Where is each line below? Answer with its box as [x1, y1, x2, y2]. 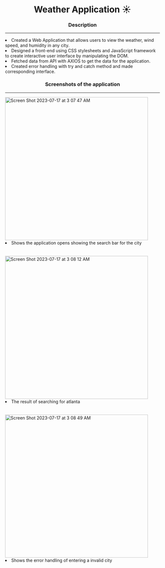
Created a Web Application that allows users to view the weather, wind [11, 37, 154, 43]
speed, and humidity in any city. [5, 42, 70, 48]
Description [68, 22, 97, 29]
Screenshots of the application [45, 81, 120, 88]
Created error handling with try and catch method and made [11, 63, 133, 69]
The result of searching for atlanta [11, 398, 80, 405]
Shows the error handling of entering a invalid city [11, 557, 112, 563]
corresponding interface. [5, 68, 55, 75]
